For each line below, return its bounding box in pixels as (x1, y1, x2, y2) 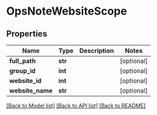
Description (79, 47, 114, 55)
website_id (9, 77, 41, 85)
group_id (9, 67, 36, 75)
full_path (9, 57, 36, 65)
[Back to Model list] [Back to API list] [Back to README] (6, 102, 146, 109)
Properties (6, 29, 47, 39)
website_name (9, 86, 53, 95)
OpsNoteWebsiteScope (6, 4, 127, 18)
